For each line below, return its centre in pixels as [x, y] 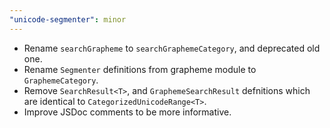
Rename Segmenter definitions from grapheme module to [140, 69]
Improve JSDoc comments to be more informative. [127, 112]
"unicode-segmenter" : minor [68, 19]
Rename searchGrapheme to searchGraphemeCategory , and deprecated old [172, 48]
